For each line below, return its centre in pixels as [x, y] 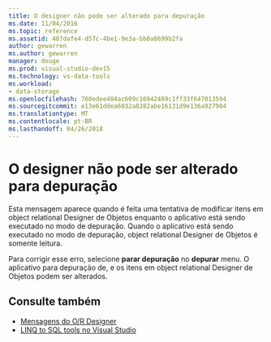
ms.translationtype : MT [49, 114]
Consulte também [55, 302]
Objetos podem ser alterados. [58, 276]
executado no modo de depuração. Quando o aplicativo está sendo [121, 226]
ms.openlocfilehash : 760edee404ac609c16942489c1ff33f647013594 [118, 99]
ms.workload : [30, 83]
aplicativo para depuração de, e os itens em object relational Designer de [131, 267]
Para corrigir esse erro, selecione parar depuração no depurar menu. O [129, 259]
